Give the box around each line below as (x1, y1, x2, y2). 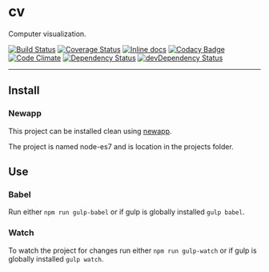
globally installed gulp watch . (8, 254, 104, 263)
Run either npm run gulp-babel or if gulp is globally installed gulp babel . (8, 207, 245, 217)
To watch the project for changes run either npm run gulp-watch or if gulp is (8, 246, 258, 255)
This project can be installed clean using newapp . (8, 126, 172, 136)
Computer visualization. (8, 29, 86, 39)
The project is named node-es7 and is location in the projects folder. (8, 141, 234, 151)
